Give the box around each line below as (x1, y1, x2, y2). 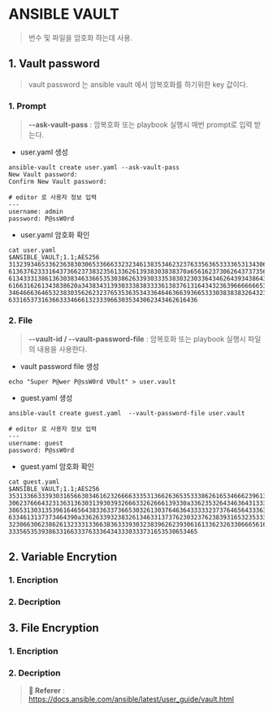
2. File (8, 315, 33, 326)
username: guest (8, 440, 63, 448)
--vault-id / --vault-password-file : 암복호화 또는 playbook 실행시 (28, 334, 246, 344)
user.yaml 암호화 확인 (19, 230, 90, 240)
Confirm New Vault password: (8, 178, 107, 186)
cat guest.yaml (8, 478, 60, 486)
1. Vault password (8, 57, 100, 71)
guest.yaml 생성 (19, 393, 73, 403)
